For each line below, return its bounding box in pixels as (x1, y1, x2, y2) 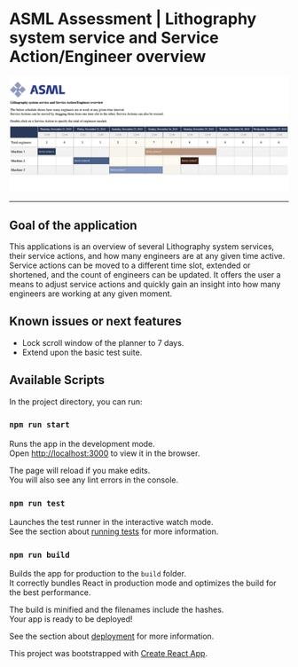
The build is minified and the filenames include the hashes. (9, 604, 224, 616)
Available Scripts (9, 373, 105, 388)
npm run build (9, 550, 70, 561)
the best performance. (9, 587, 91, 598)
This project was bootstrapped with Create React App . (9, 648, 208, 659)
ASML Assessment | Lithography (9, 9, 257, 29)
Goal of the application (9, 217, 137, 232)
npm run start (9, 420, 70, 430)
